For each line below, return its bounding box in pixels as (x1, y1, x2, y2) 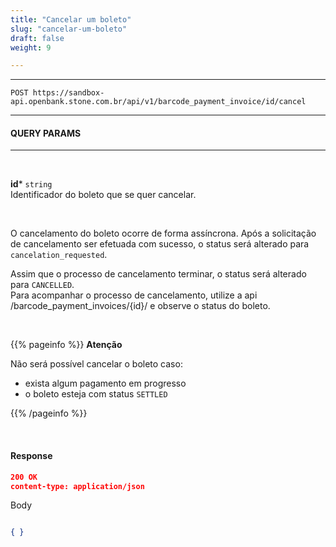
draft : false (10, 33, 65, 43)
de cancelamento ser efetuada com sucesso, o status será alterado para (10, 238, 310, 250)
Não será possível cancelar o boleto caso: (10, 358, 183, 370)
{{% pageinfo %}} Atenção (10, 339, 123, 351)
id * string (10, 178, 53, 190)
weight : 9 (10, 42, 52, 53)
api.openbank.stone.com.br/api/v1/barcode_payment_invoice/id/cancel (10, 97, 307, 107)
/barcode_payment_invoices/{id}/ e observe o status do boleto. (10, 300, 271, 312)
